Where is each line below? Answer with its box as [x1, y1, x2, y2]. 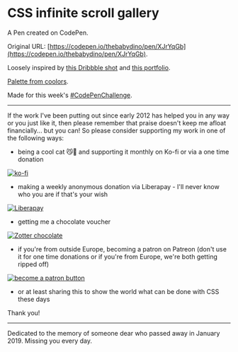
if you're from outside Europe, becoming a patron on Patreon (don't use [17, 244, 227, 253]
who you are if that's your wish [17, 190, 108, 198]
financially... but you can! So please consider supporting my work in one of [7, 126, 226, 135]
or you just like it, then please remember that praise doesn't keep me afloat [7, 118, 227, 127]
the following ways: [7, 133, 64, 142]
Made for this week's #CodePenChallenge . [7, 91, 132, 99]
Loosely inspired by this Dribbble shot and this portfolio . [7, 63, 171, 72]
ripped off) [17, 260, 50, 268]
